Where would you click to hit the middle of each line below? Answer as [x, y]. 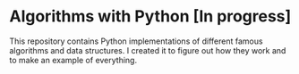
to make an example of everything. [73, 60]
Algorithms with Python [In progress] [150, 16]
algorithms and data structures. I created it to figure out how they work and [148, 50]
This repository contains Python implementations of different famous [136, 41]
